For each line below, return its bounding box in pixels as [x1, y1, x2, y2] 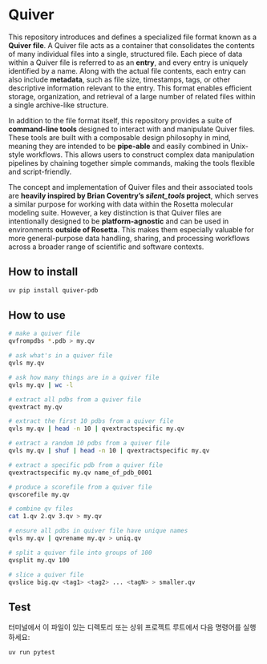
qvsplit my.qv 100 [8, 556, 70, 564]
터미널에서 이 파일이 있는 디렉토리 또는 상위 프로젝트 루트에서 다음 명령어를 [8, 622, 242, 632]
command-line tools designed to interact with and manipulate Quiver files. [8, 124, 255, 134]
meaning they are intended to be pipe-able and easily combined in [8, 141, 229, 151]
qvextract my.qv [8, 403, 63, 411]
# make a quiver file [8, 330, 81, 338]
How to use [8, 308, 66, 322]
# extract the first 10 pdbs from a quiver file [8, 417, 174, 425]
